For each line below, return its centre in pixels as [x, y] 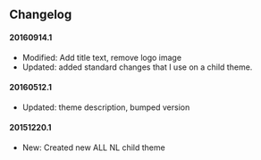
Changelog [41, 15]
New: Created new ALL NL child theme [93, 147]
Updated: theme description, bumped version [106, 107]
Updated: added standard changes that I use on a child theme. [137, 67]
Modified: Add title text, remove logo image [101, 57]
